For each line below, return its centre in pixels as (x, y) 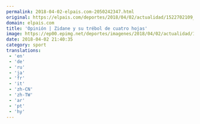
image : (14, 34)
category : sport (26, 45)
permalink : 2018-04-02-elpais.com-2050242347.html (70, 12)
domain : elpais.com (30, 23)
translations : (24, 51)
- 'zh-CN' (21, 89)
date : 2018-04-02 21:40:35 (40, 39)
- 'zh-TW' (21, 95)
